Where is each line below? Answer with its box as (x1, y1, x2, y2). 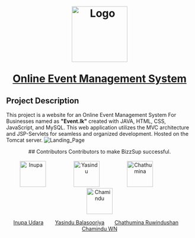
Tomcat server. (6, 137, 43, 144)
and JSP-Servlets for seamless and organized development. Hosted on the (6, 131, 188, 137)
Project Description (6, 96, 79, 106)
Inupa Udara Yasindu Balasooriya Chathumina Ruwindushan (13, 219, 179, 226)
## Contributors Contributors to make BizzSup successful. (28, 148, 171, 155)
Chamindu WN (82, 226, 117, 232)
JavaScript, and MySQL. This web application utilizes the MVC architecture (6, 124, 190, 131)
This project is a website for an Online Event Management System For (6, 112, 177, 118)
